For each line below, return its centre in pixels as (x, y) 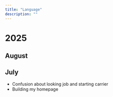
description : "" (21, 14)
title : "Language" (24, 9)
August (16, 56)
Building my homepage (35, 89)
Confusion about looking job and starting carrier (60, 84)
